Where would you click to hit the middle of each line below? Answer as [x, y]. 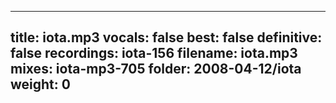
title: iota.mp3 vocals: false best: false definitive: [166, 37]
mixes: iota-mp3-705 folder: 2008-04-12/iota [156, 69]
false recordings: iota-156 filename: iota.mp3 [154, 53]
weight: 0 [40, 84]
